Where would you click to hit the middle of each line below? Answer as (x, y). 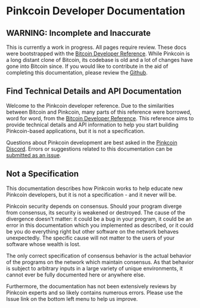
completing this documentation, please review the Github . (77, 72)
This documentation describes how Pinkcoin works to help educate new (95, 188)
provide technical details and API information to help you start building (92, 125)
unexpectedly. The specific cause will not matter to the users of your (90, 238)
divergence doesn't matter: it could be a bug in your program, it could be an (99, 219)
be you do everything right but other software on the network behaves (93, 231)
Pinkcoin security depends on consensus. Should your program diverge (94, 206)
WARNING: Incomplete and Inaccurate (79, 33)
